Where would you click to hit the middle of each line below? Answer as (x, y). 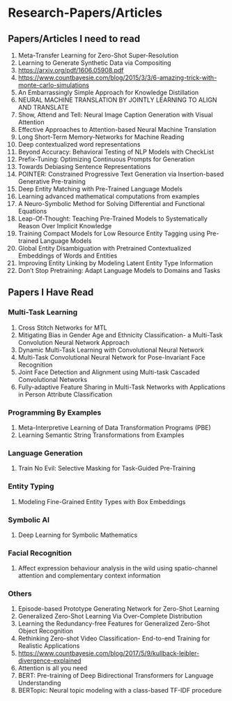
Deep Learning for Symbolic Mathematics (78, 535)
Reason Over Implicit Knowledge (65, 226)
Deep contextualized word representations (79, 144)
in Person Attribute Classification (65, 394)
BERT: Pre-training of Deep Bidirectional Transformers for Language (116, 676)
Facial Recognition (40, 553)
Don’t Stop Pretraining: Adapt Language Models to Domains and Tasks (119, 271)
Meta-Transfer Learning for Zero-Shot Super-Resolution (98, 55)
